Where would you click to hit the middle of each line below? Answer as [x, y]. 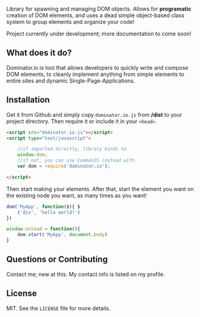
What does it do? [39, 53]
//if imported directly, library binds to [72, 149]
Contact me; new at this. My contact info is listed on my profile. [86, 274]
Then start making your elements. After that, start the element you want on [100, 188]
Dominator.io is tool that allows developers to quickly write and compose [98, 67]
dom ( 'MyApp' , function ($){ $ [43, 207]
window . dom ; [32, 155]
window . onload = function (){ [43, 229]
